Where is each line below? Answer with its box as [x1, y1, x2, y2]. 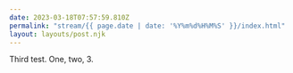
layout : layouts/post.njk [9, 29, 105, 38]
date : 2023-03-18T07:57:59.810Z [9, 12, 130, 22]
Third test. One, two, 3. [9, 54, 94, 65]
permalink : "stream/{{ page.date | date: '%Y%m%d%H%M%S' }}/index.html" [9, 21, 286, 30]
